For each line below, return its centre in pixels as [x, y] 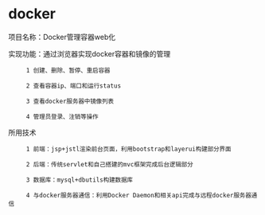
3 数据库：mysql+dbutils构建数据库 [80, 180]
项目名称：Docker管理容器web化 [62, 37]
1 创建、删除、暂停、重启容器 [68, 70]
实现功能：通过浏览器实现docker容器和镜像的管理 [90, 53]
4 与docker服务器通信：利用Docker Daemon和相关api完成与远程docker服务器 [139, 195]
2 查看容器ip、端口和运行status [74, 86]
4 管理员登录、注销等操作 [62, 116]
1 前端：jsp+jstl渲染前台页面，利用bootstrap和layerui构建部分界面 [129, 149]
